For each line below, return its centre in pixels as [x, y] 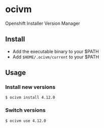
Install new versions [30, 87]
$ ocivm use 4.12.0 [26, 121]
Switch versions [25, 110]
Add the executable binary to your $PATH [56, 51]
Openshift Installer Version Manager [43, 23]
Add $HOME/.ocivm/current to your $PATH [56, 57]
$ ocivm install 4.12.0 [30, 98]
